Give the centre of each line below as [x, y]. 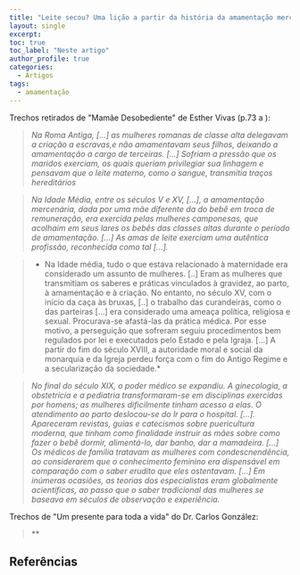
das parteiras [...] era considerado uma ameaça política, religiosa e [167, 311]
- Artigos [35, 76]
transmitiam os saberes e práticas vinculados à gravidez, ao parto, [167, 283]
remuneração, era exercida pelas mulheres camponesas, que [145, 218]
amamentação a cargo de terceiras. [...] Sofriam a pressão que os [154, 153]
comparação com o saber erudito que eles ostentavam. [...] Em [148, 471]
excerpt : [25, 34]
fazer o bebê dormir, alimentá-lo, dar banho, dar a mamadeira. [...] [155, 442]
